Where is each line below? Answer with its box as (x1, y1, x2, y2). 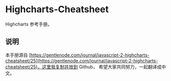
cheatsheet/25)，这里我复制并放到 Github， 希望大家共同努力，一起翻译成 (5, 64, 162, 70)
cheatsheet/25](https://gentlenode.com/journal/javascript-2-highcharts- (5, 58, 158, 64)
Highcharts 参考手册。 (5, 21, 53, 27)
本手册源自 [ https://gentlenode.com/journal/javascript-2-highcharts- (5, 52, 150, 58)
